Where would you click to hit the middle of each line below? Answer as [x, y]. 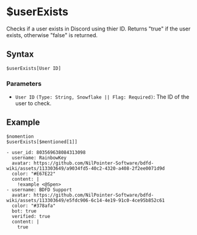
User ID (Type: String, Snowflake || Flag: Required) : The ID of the [102, 97]
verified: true [31, 216]
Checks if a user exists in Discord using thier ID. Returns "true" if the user [99, 29]
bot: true [24, 211]
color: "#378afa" [34, 206]
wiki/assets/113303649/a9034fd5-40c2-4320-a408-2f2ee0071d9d [86, 168]
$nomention [20, 136]
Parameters [24, 83]
